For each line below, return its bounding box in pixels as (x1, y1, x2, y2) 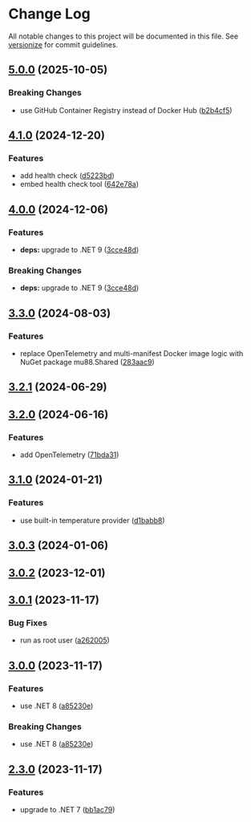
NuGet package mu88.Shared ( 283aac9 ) (19, 357, 155, 366)
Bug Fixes (8, 617, 48, 628)
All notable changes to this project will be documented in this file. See (8, 31, 239, 41)
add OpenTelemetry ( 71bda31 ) (19, 450, 119, 460)
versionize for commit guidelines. (8, 39, 119, 49)
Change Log (8, 5, 91, 23)
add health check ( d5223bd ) (19, 171, 115, 180)
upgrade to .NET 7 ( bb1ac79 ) (19, 804, 115, 814)
